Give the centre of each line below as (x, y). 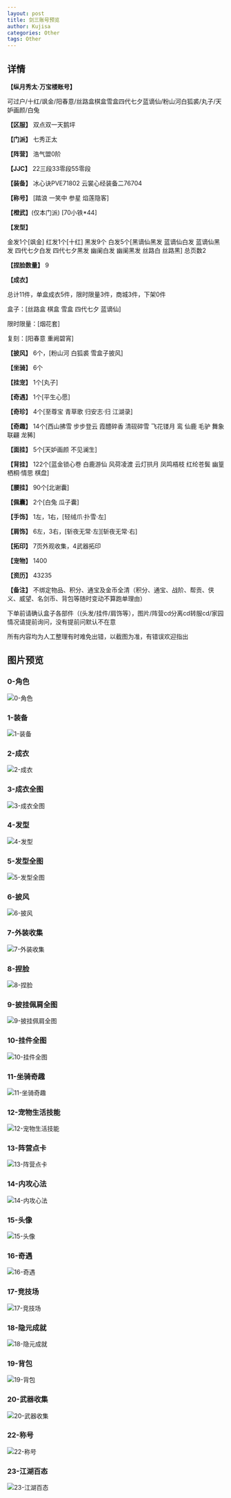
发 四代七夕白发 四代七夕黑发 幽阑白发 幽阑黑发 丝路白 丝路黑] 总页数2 (107, 250)
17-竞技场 (23, 1292)
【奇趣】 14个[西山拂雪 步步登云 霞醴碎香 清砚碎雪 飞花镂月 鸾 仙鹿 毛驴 (109, 426)
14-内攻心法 (27, 1184)
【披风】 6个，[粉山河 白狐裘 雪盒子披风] (65, 353)
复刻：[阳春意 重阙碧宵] (41, 338)
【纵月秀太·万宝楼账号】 (41, 86)
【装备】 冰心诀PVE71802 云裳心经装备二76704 (75, 183)
